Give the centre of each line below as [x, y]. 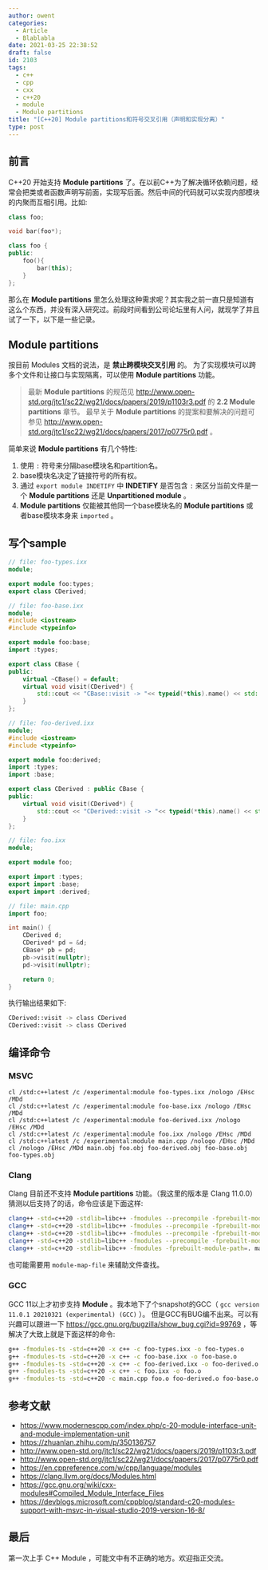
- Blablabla [35, 38]
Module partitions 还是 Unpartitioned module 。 [110, 496]
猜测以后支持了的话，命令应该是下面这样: [76, 1204]
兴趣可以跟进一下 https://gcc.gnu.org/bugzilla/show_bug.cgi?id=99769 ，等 [133, 1324]
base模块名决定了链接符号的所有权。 [80, 476]
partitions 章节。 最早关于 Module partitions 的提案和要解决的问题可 [141, 412]
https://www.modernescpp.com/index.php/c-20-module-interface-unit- [138, 1426]
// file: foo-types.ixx [48, 562]
